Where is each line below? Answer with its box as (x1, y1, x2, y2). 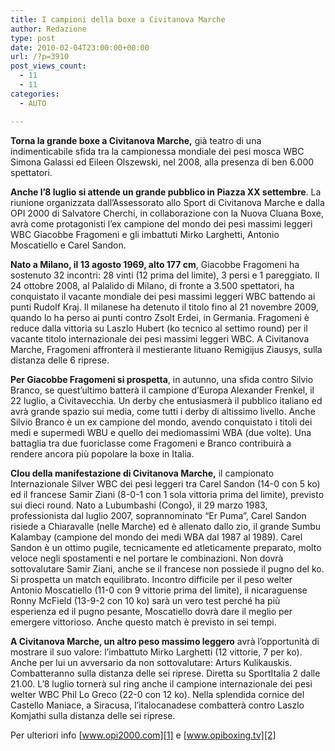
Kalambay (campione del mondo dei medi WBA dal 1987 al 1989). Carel (10, 531, 303, 543)
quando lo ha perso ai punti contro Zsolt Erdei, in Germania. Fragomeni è (10, 311, 310, 323)
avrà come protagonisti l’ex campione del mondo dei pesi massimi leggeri (10, 217, 313, 230)
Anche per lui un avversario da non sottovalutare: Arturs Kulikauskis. (10, 656, 293, 668)
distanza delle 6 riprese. (10, 354, 110, 366)
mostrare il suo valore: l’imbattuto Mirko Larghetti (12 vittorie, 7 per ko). (10, 646, 303, 658)
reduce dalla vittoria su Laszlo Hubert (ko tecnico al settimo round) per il (10, 322, 308, 334)
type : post (10, 33, 56, 43)
